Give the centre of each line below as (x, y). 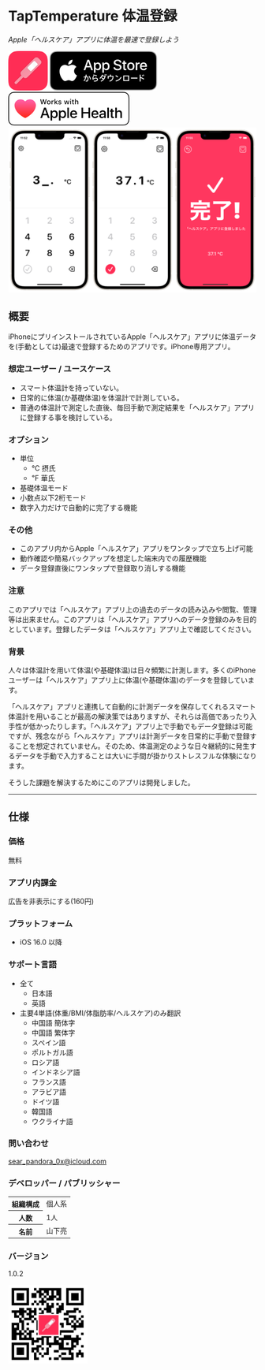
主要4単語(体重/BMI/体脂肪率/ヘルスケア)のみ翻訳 (100, 1013)
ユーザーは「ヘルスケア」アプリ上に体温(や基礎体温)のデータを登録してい (128, 679)
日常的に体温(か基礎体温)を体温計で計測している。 (101, 397)
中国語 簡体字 (53, 1022)
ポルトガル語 (52, 1052)
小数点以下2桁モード (53, 498)
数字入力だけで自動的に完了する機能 (78, 508)
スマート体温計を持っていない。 (71, 388)
